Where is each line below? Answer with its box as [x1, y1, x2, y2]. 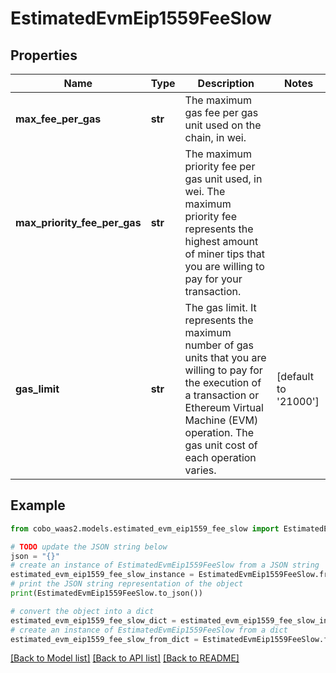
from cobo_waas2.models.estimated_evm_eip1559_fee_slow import [10, 523, 280, 534]
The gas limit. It [184, 301, 257, 314]
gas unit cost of [184, 438, 258, 452]
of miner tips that [184, 247, 265, 261]
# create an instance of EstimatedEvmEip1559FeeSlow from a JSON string [10, 560, 320, 571]
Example [10, 497, 66, 514]
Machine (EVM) [184, 413, 259, 427]
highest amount [184, 235, 259, 248]
